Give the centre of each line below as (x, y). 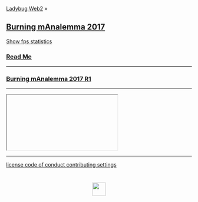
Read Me (19, 57)
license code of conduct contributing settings (61, 165)
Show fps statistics (29, 41)
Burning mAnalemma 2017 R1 (49, 79)
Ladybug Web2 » (27, 9)
